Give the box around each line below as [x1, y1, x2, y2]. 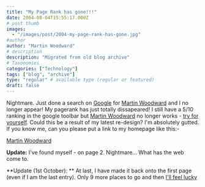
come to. [6, 155, 29, 162]
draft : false [6, 83, 40, 89]
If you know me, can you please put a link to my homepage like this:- [6, 125, 180, 132]
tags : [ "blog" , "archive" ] [6, 71, 75, 77]
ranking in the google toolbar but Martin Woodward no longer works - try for [6, 112, 199, 119]
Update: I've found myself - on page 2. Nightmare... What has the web [6, 149, 185, 156]
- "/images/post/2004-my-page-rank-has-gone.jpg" [12, 32, 141, 38]
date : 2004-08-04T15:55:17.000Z [6, 15, 89, 21]
